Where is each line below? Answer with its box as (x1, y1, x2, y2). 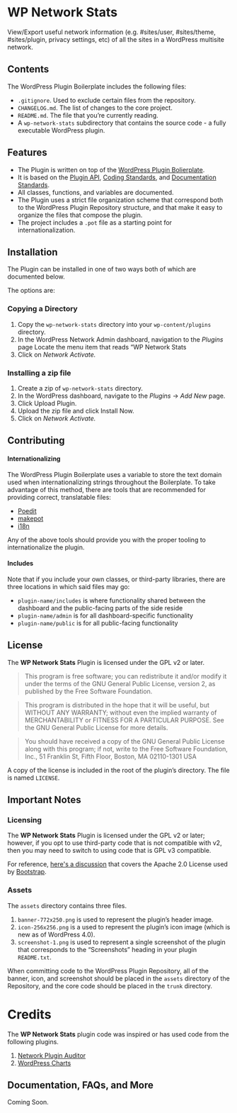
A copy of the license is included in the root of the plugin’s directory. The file (7, 766, 230, 774)
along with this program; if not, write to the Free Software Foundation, (24, 744, 229, 753)
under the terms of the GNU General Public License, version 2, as (24, 679, 216, 688)
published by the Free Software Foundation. (24, 687, 153, 695)
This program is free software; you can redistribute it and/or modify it (24, 671, 227, 681)
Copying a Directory (7, 304, 78, 314)
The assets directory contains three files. (7, 901, 127, 910)
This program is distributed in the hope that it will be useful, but (24, 700, 210, 709)
